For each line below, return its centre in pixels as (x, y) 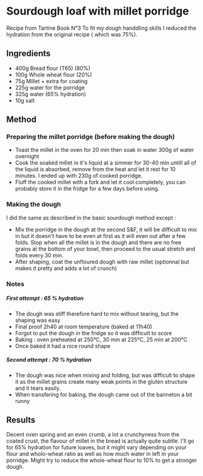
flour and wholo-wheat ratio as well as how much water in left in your (92, 454)
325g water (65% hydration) (50, 94)
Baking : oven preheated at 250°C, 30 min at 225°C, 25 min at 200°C (101, 339)
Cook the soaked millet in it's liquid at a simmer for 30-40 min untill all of (106, 163)
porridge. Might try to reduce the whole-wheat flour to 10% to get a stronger (102, 460)
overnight (27, 157)
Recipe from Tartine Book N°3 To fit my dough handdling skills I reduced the (101, 28)
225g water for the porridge (50, 87)
